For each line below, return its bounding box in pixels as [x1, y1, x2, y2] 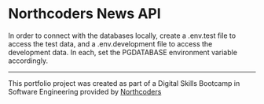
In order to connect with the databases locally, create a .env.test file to [8, 31, 236, 40]
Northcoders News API [8, 5, 161, 23]
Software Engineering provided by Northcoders [8, 87, 162, 96]
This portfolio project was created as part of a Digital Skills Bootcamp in [8, 78, 240, 87]
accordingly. [8, 56, 49, 65]
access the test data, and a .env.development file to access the [8, 39, 213, 48]
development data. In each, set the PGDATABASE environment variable [8, 47, 238, 57]
